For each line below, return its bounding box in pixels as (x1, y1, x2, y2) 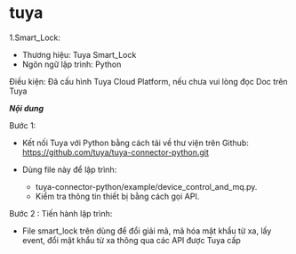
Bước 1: (9, 119, 36, 131)
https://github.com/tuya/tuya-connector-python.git (21, 146, 209, 158)
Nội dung (9, 102, 44, 113)
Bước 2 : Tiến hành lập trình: (9, 208, 113, 218)
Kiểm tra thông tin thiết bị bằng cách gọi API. (35, 191, 200, 201)
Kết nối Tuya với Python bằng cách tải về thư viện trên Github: (21, 137, 249, 148)
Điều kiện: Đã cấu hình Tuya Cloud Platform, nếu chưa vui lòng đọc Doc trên (9, 76, 288, 86)
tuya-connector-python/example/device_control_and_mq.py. (35, 181, 258, 192)
